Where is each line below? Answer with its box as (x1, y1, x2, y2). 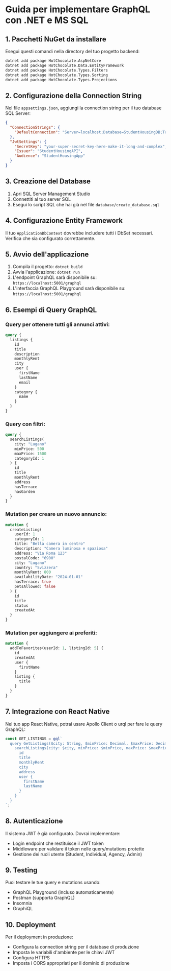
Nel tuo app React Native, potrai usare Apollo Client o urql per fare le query (5, 721, 163, 727)
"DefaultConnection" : (14, 129, 60, 135)
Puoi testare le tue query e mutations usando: (5, 880, 101, 886)
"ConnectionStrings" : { (10, 125, 60, 130)
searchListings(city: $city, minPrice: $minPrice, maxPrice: (14, 746, 147, 751)
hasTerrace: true (14, 579, 51, 584)
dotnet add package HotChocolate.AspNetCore (5, 58, 101, 63)
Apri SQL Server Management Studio (12, 191, 91, 197)
